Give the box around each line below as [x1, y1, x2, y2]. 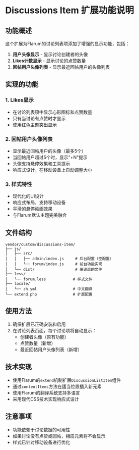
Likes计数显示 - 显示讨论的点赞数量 [12, 58, 86, 64]
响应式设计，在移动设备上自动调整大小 [12, 167, 92, 173]
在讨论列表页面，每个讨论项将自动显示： [12, 327, 97, 333]
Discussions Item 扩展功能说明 [5, 5, 134, 16]
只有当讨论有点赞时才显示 [12, 115, 66, 121]
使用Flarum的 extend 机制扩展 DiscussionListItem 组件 [12, 377, 121, 383]
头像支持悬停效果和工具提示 [12, 160, 71, 167]
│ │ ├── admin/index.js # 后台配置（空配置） [5, 256, 114, 262]
